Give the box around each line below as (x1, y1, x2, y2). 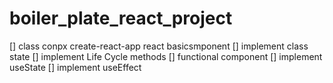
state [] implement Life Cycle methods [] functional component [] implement (9, 50, 323, 62)
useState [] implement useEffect (9, 61, 142, 73)
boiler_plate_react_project (9, 7, 233, 30)
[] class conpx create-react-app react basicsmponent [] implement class (9, 40, 309, 52)
